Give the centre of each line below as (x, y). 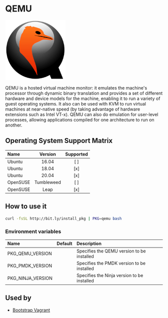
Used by (18, 298)
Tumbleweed (48, 182)
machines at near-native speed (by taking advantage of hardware (73, 109)
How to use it (26, 206)
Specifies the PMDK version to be (111, 263)
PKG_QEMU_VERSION (29, 253)
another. (14, 125)
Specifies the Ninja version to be (110, 275)
